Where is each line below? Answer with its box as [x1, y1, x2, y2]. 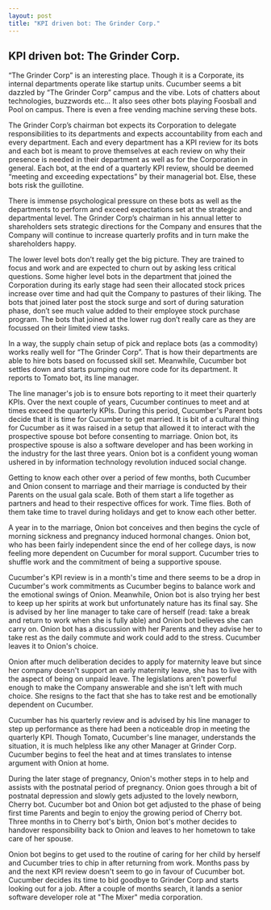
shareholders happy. [8, 239, 77, 248]
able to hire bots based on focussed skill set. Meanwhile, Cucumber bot [8, 356, 247, 365]
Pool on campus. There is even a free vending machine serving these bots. [8, 105, 257, 115]
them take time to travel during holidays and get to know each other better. [8, 507, 256, 517]
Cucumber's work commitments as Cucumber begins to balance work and [8, 582, 256, 591]
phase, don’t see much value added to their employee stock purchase [8, 306, 240, 315]
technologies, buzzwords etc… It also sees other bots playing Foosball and [8, 96, 256, 106]
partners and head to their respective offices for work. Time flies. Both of [8, 499, 252, 508]
